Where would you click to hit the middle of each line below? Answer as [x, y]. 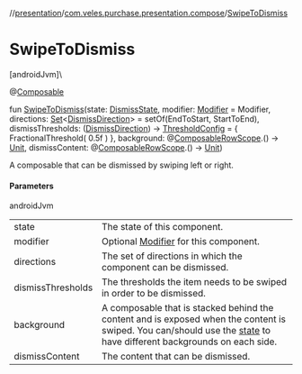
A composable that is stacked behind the [188, 308]
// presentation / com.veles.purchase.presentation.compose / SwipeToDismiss [149, 13]
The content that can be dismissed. [176, 357]
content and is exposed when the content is [194, 319]
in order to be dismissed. [154, 294]
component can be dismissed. [165, 268]
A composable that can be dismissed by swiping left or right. [121, 165]
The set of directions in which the [172, 256]
